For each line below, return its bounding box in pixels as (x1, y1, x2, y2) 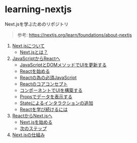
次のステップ (19, 125, 47, 131)
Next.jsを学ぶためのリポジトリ (5, 21, 69, 27)
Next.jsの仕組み (12, 131, 45, 138)
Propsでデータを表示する (19, 93, 72, 100)
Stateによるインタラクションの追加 (19, 100, 94, 106)
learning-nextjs (5, 4, 72, 15)
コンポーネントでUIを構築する (19, 87, 83, 93)
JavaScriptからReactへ (12, 55, 61, 62)
